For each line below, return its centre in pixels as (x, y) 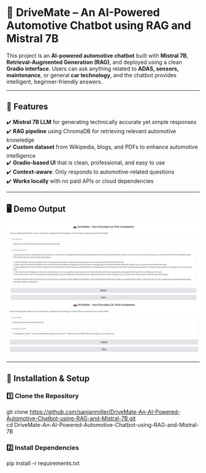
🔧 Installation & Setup (48, 378)
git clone (17, 412)
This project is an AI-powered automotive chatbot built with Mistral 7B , (97, 55)
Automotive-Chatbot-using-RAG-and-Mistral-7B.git (71, 418)
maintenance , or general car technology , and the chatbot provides (91, 75)
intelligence (21, 155)
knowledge (21, 140)
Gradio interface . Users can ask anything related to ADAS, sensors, (93, 68)
